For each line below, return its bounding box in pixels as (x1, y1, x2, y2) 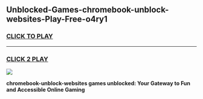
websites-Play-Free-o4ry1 (6, 14, 108, 25)
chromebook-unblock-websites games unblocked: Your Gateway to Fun (6, 79, 191, 86)
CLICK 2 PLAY (6, 55, 48, 63)
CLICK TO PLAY (6, 32, 53, 41)
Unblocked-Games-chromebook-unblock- (6, 5, 169, 15)
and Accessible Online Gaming (6, 86, 85, 93)
